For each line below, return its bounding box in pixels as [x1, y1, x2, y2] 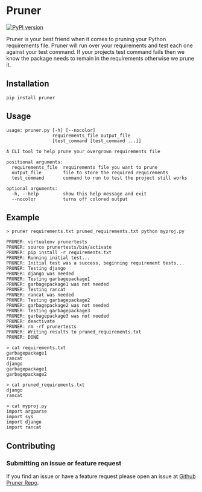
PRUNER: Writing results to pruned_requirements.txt [6, 329, 142, 335]
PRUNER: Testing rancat [6, 287, 66, 293]
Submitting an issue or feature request [6, 459, 122, 467]
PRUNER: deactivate [6, 318, 55, 324]
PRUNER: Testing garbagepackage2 [6, 297, 90, 303]
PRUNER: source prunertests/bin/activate [6, 244, 112, 251]
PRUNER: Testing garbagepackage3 [6, 308, 90, 314]
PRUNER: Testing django [6, 266, 66, 272]
